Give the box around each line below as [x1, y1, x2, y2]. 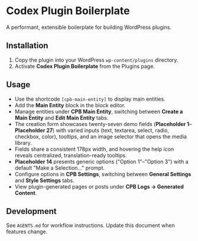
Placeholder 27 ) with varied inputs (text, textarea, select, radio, [14, 127, 170, 134]
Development [6, 206, 57, 216]
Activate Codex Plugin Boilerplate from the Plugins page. [14, 62, 155, 70]
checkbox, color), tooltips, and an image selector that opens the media [14, 133, 187, 140]
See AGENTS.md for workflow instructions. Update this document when [6, 222, 176, 229]
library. [14, 139, 33, 146]
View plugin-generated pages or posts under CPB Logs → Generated [14, 183, 184, 190]
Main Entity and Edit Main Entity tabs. [14, 114, 109, 121]
